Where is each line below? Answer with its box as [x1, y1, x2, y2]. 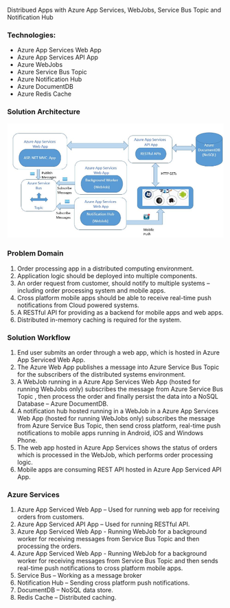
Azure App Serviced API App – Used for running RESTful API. [16, 520, 190, 529]
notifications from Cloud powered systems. [16, 301, 139, 309]
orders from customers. [16, 513, 84, 521]
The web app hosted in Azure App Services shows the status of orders [16, 443, 218, 452]
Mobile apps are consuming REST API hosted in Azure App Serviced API [16, 465, 222, 474]
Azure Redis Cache [16, 90, 72, 98]
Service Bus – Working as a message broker [16, 572, 142, 580]
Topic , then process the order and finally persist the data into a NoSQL [16, 392, 218, 400]
